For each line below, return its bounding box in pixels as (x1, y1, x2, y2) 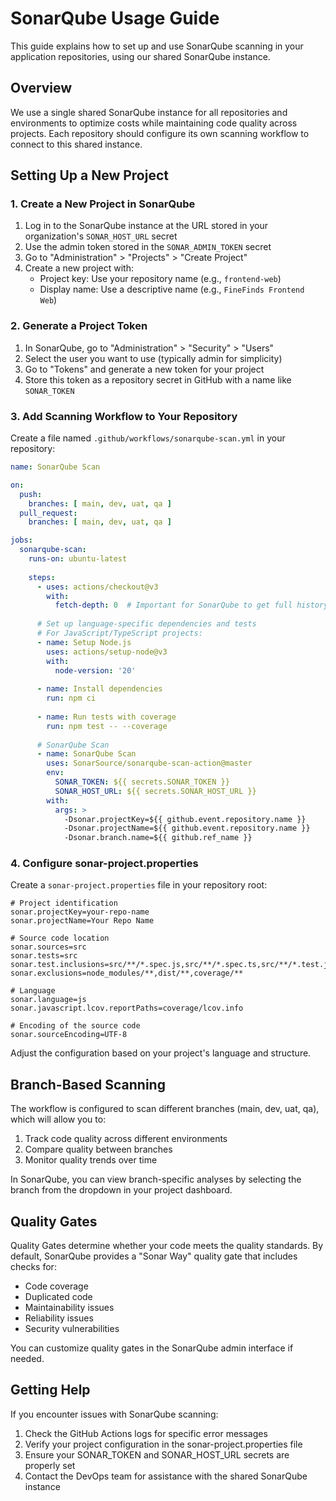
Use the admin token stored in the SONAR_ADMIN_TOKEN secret (24, 241, 272, 253)
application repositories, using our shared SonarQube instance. (10, 50, 271, 62)
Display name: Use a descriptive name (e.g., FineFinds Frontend (39, 283, 305, 296)
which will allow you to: (10, 1113, 107, 1126)
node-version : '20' (54, 665, 137, 676)
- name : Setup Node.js (36, 637, 132, 647)
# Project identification (10, 898, 118, 909)
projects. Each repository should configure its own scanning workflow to (10, 127, 310, 139)
